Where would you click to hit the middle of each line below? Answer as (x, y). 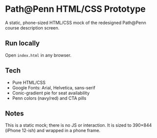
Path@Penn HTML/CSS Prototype (75, 9)
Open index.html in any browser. (38, 55)
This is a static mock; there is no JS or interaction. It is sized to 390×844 (78, 125)
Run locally (23, 43)
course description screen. (32, 28)
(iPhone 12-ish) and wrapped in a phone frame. (53, 131)
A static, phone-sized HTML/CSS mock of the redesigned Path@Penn (76, 23)
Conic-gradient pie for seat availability (51, 93)
